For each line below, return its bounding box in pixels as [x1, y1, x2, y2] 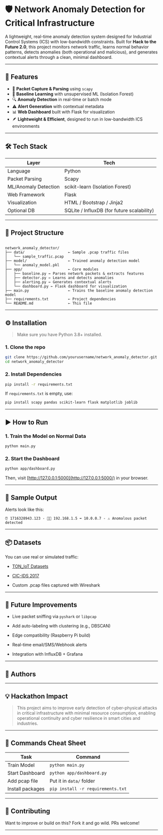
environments [12, 123, 40, 129]
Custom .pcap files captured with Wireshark [12, 582, 100, 588]
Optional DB [7, 207, 35, 214]
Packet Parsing [7, 175, 42, 182]
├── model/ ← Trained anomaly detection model [5, 259, 140, 263]
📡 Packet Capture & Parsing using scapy [12, 86, 93, 91]
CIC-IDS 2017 [12, 573, 40, 578]
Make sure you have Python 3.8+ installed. [16, 331, 102, 338]
